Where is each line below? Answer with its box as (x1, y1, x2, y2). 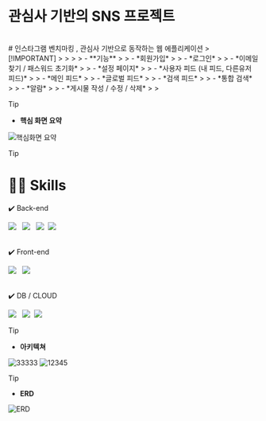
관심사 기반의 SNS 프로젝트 (8, 7, 175, 25)
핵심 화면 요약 (19, 115, 62, 125)
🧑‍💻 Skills (8, 177, 67, 195)
